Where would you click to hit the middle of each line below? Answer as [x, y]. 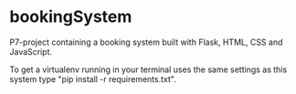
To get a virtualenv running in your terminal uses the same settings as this [148, 69]
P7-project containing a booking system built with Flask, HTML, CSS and [146, 42]
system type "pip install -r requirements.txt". [93, 78]
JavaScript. [31, 51]
